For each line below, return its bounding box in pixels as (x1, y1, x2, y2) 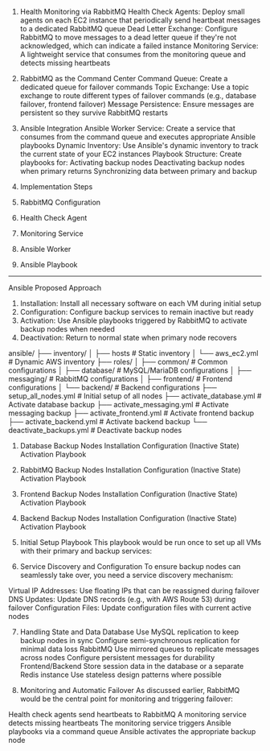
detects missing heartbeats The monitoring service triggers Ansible (8, 718, 231, 728)
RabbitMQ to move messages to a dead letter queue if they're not (19, 32, 237, 42)
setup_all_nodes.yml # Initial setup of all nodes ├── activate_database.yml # (8, 391, 262, 401)
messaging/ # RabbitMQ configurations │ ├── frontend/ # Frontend (8, 374, 233, 383)
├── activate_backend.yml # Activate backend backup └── (8, 417, 207, 426)
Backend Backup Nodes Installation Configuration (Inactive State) (19, 514, 237, 522)
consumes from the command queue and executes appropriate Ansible (19, 132, 256, 142)
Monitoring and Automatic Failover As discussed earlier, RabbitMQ (19, 686, 240, 695)
